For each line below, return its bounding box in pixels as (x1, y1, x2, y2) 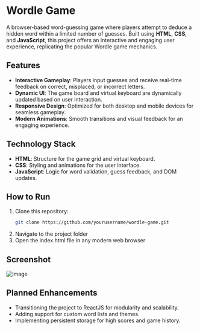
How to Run (6, 192, 51, 202)
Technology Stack (6, 139, 76, 149)
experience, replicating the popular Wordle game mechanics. (6, 43, 158, 50)
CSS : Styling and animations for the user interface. (14, 161, 142, 169)
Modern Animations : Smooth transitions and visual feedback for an (14, 115, 184, 122)
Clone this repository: (14, 208, 69, 215)
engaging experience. (14, 121, 70, 129)
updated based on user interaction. (14, 95, 102, 103)
